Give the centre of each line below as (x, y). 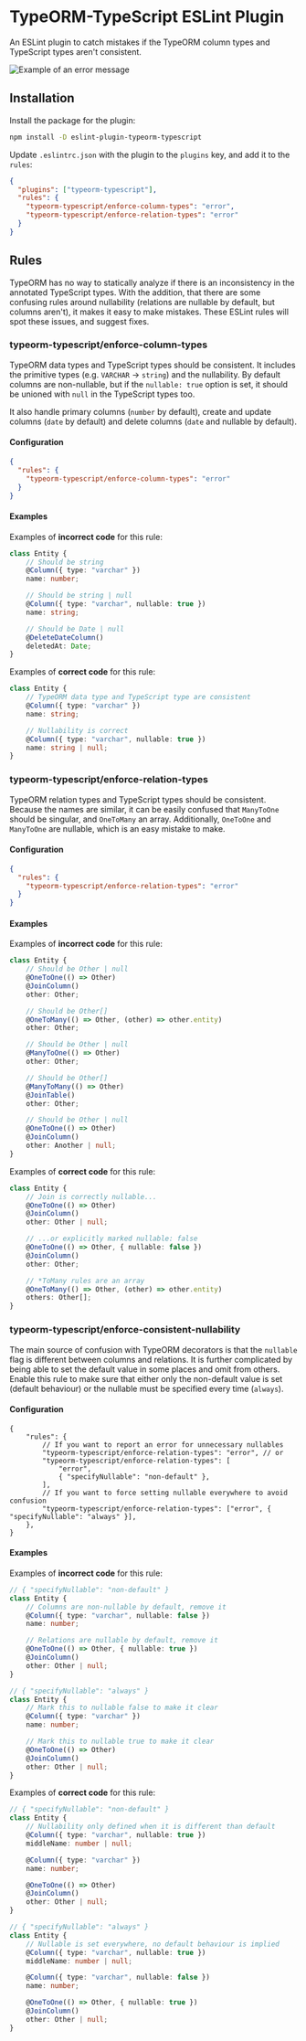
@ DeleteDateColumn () (65, 637)
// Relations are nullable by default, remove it (122, 1641)
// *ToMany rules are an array (85, 1281)
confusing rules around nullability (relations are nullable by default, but (142, 302)
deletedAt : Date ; (59, 646)
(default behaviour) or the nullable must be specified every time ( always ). (147, 1388)
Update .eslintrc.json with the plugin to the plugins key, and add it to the (150, 154)
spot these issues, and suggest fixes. (79, 321)
